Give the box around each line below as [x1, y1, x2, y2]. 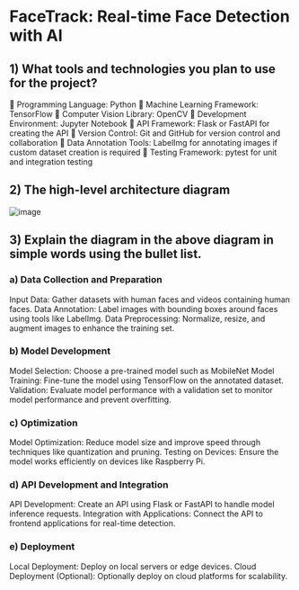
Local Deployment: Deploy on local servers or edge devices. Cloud [9, 560, 257, 572]
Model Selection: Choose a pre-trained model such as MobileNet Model [9, 365, 275, 376]
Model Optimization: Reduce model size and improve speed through [9, 437, 261, 448]
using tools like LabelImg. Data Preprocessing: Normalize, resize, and [9, 313, 266, 324]
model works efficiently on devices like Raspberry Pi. [9, 456, 206, 467]
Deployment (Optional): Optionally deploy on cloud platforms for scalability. [9, 570, 288, 581]
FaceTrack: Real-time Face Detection [9, 6, 290, 27]
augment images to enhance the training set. [9, 322, 175, 334]
